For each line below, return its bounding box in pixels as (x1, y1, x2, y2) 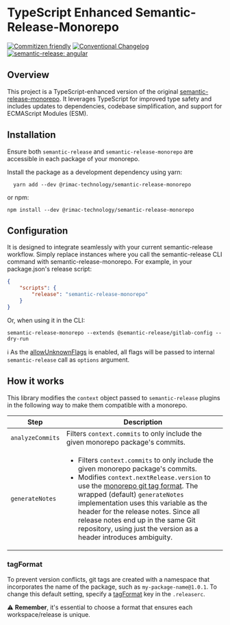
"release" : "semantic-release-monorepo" (31, 291, 149, 298)
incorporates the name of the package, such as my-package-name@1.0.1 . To (7, 583, 218, 591)
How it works (7, 376, 64, 387)
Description (123, 417, 163, 426)
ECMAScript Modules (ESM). (7, 109, 88, 117)
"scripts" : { (19, 284, 57, 292)
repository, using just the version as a (77, 524, 199, 533)
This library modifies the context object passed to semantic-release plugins (7, 393, 220, 402)
